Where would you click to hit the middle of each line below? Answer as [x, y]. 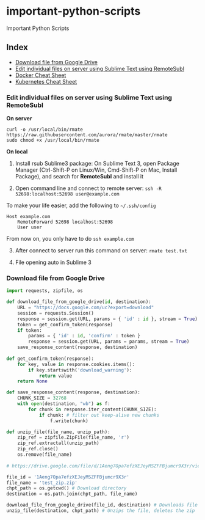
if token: [30, 330]
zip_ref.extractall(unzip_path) [58, 443]
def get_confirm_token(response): [50, 359]
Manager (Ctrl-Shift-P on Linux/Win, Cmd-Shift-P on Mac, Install [96, 170]
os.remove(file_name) [45, 455]
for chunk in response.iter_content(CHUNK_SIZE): [92, 409]
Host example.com [28, 217]
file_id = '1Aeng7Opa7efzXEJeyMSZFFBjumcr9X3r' [68, 477]
